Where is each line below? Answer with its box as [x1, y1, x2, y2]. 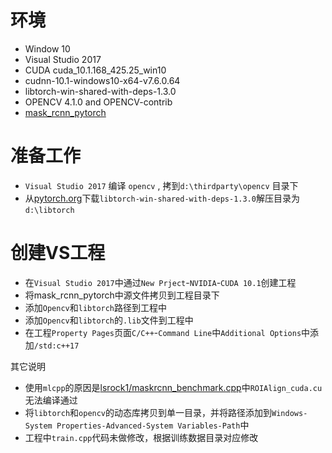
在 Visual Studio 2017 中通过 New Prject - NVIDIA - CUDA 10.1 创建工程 [24, 276, 297, 288]
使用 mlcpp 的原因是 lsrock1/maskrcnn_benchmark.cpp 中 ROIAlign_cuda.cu [24, 381, 323, 393]
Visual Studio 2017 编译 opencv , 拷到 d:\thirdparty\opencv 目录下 [24, 179, 299, 191]
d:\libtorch [24, 205, 75, 215]
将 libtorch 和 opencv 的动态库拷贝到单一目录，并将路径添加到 [24, 406, 273, 418]
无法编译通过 [24, 394, 78, 406]
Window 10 [24, 42, 71, 55]
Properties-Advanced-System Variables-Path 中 [56, 419, 250, 431]
